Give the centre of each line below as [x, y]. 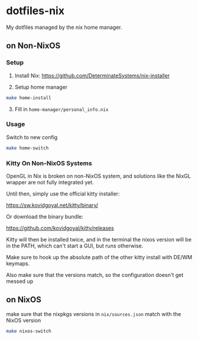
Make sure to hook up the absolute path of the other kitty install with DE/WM [99, 257]
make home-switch [27, 148]
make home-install [29, 98]
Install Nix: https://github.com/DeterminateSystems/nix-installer [92, 76]
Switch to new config [32, 137]
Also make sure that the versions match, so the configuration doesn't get [95, 275]
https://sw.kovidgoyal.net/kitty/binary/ [52, 205]
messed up [20, 281]
